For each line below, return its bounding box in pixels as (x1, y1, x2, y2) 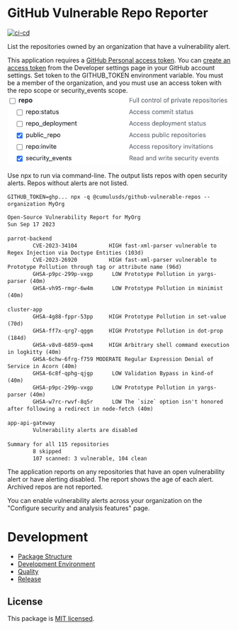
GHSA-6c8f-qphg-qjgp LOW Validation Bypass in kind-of (33, 370, 214, 377)
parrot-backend (7, 236, 52, 243)
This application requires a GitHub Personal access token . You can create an (7, 55, 231, 65)
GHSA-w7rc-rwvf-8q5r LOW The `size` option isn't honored (33, 399, 223, 406)
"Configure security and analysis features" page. (7, 504, 150, 512)
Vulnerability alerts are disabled (33, 427, 138, 434)
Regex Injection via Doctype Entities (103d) (7, 250, 144, 257)
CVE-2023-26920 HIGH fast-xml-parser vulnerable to (33, 257, 217, 264)
